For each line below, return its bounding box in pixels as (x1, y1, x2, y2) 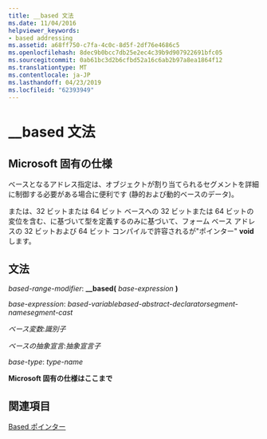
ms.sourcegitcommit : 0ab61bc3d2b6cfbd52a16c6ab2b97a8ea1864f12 (8, 57, 223, 65)
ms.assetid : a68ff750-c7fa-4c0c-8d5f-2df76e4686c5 (8, 42, 180, 49)
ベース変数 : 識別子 (8, 324, 66, 334)
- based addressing (8, 34, 73, 42)
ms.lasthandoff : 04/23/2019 (8, 78, 102, 86)
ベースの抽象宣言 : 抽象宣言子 (8, 341, 101, 351)
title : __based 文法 (8, 11, 74, 20)
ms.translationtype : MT (8, 64, 88, 72)
